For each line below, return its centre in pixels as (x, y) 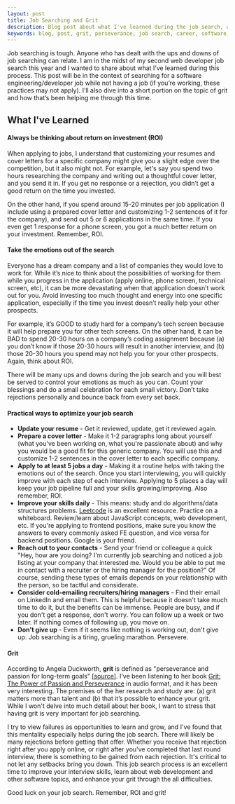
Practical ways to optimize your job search (70, 413)
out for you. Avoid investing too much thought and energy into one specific (115, 296)
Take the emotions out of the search (61, 250)
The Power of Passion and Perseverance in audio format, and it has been (113, 683)
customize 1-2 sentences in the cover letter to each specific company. (119, 458)
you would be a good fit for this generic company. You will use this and (120, 451)
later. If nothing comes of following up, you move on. (93, 622)
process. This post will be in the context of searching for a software (105, 76)
